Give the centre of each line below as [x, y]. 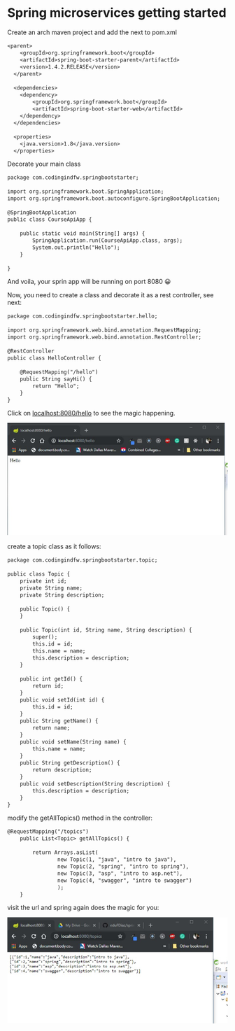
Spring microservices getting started [117, 13]
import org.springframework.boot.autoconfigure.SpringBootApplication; [114, 198]
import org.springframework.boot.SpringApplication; [86, 191]
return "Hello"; [56, 386]
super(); [45, 637]
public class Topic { [39, 574]
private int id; [44, 581]
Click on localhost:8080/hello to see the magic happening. [92, 413]
